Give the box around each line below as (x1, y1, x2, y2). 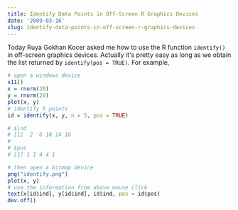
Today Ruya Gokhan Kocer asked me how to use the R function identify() (7, 43, 226, 52)
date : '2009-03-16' (7, 17, 65, 24)
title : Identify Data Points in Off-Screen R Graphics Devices (7, 10, 199, 18)
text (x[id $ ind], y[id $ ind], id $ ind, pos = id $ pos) (7, 190, 161, 198)
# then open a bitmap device (7, 164, 94, 171)
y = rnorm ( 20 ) (7, 92, 50, 99)
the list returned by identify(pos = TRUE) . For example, (7, 58, 170, 67)
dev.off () (7, 197, 37, 204)
